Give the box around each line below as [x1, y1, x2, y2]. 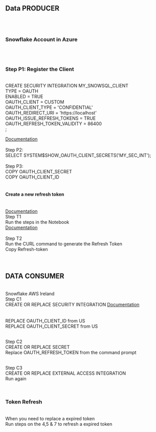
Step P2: [5, 147, 24, 153]
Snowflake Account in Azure [5, 36, 78, 43]
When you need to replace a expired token [5, 415, 95, 421]
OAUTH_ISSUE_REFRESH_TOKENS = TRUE [5, 115, 96, 122]
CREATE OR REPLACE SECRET [5, 344, 70, 350]
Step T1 [5, 213, 21, 219]
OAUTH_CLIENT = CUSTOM [5, 99, 64, 105]
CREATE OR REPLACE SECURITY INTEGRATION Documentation [5, 302, 140, 308]
